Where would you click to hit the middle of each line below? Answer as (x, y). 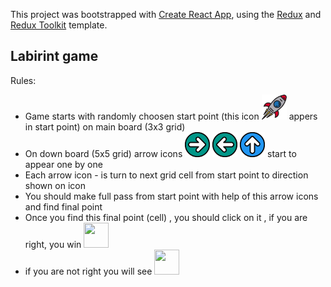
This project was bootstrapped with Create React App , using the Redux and (166, 14)
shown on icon (55, 185)
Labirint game (54, 56)
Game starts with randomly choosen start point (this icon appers (171, 116)
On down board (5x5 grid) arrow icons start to (160, 153)
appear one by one (63, 164)
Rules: (23, 80)
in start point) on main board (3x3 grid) (105, 126)
